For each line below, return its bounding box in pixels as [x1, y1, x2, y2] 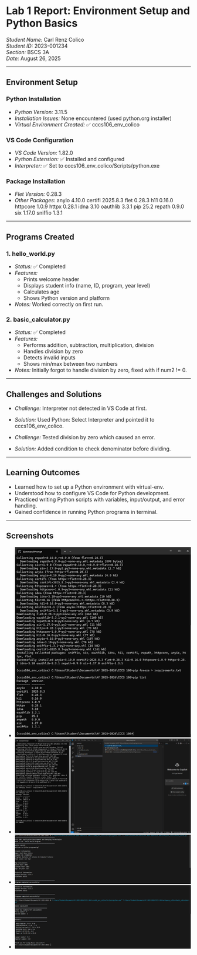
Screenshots [6, 531, 54, 541]
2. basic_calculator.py [6, 315, 70, 323]
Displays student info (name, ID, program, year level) [23, 282, 151, 289]
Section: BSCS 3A [6, 48, 50, 55]
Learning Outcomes [6, 468, 80, 477]
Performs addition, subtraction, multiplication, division [23, 342, 154, 349]
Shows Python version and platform [23, 294, 110, 301]
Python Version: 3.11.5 [14, 108, 67, 115]
